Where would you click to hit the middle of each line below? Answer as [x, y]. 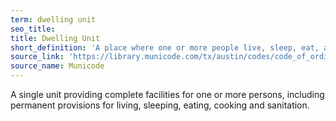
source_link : [37, 57]
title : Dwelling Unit [55, 38]
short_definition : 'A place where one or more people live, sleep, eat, [165, 47]
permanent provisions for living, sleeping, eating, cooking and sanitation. [160, 105]
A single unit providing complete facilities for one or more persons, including [167, 94]
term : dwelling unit [53, 19]
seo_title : [33, 29]
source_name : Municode [57, 66]
